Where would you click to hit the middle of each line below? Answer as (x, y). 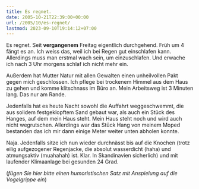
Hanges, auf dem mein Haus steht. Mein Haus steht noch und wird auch (94, 119)
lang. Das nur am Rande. (36, 94)
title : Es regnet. (29, 12)
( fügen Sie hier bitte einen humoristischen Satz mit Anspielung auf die (92, 174)
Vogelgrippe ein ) (26, 179)
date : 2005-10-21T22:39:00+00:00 (48, 17)
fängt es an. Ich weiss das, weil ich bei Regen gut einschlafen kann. (89, 52)
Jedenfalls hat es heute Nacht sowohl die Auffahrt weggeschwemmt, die (95, 106)
